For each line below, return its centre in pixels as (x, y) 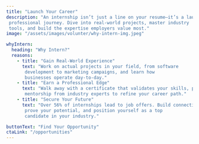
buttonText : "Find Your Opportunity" (53, 127)
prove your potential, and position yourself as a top (94, 110)
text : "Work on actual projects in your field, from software (100, 66)
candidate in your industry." (62, 116)
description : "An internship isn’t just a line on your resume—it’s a (95, 17)
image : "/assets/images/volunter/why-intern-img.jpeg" (75, 34)
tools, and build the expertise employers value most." (79, 28)
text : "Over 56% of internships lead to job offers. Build (96, 105)
